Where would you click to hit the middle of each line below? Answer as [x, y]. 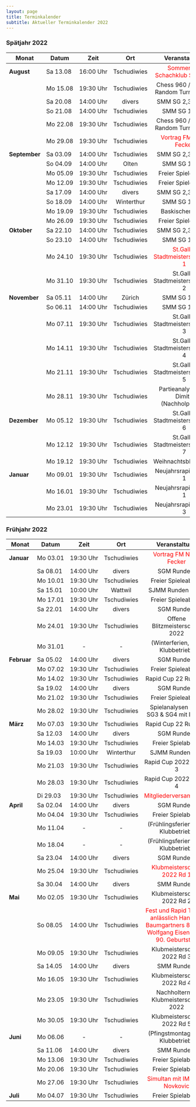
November [24, 297]
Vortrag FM [168, 554]
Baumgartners [165, 925]
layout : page [22, 11]
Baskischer [176, 211]
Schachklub [171, 75]
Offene [176, 618]
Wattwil [121, 590]
